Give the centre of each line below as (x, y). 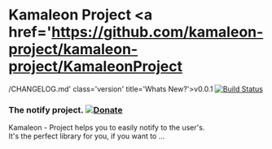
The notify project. (46, 109)
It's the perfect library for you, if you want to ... (87, 136)
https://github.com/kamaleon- (158, 32)
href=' (30, 32)
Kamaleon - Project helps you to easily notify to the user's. (107, 128)
